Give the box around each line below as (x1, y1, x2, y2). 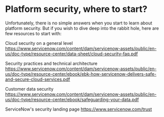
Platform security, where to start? (5, 3, 148, 15)
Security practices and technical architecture (5, 60, 98, 66)
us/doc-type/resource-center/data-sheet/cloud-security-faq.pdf (5, 51, 138, 57)
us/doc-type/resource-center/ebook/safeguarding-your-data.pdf (5, 96, 139, 103)
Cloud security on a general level (5, 40, 73, 46)
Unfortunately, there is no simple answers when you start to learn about (5, 20, 153, 26)
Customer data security (5, 86, 54, 92)
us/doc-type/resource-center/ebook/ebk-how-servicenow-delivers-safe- (5, 71, 157, 77)
